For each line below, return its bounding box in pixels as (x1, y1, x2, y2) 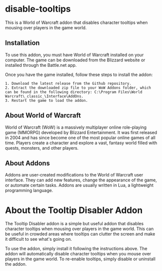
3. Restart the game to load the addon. (5, 98, 89, 103)
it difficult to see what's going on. (5, 236, 72, 242)
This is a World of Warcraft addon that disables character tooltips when (5, 19, 148, 25)
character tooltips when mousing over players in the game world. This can (5, 226, 154, 232)
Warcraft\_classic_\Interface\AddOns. (5, 94, 84, 98)
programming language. (5, 188, 54, 194)
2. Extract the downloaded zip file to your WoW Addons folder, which (5, 85, 151, 90)
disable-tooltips (5, 3, 71, 15)
